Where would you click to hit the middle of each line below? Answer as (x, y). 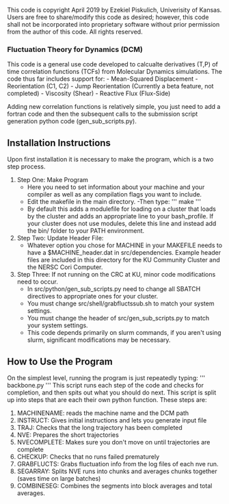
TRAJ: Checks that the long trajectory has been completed (99, 427)
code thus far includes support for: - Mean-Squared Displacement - (103, 79)
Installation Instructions (59, 143)
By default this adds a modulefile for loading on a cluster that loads (122, 209)
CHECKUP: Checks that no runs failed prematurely (88, 456)
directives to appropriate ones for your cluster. (93, 297)
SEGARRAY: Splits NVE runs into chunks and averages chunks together (117, 471)
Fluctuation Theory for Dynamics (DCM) (75, 49)
